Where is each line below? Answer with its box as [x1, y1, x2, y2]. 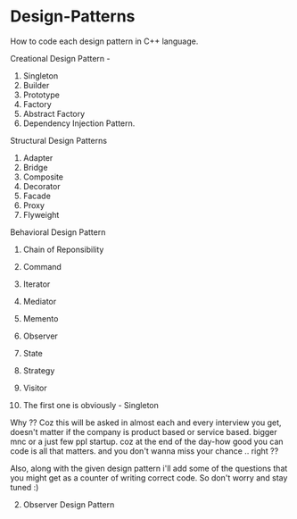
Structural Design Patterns [10, 135, 108, 146]
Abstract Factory [22, 108, 86, 119]
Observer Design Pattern [22, 498, 115, 510]
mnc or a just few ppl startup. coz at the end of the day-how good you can [10, 436, 284, 447]
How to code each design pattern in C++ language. [10, 36, 199, 46]
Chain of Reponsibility [22, 244, 104, 255]
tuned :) [10, 481, 39, 492]
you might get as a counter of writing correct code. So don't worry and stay [10, 472, 288, 483]
